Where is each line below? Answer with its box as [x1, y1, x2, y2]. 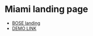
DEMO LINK [11, 25, 37, 31]
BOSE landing [11, 20, 40, 26]
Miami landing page [4, 3, 88, 15]
